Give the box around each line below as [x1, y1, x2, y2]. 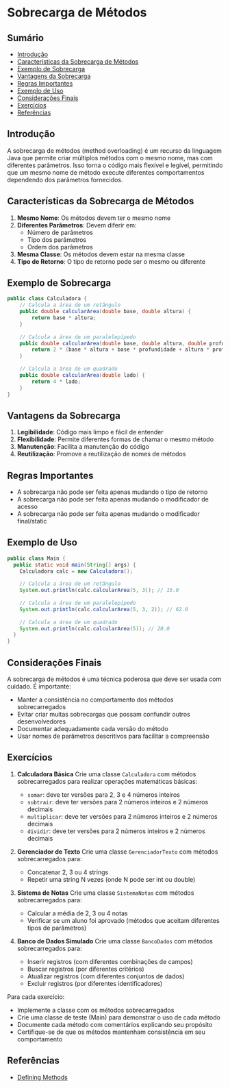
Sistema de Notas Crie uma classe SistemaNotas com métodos [16, 889, 194, 897]
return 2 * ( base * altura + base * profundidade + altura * [31, 346, 210, 354]
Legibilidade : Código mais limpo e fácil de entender [16, 428, 164, 436]
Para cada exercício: [7, 992, 65, 1001]
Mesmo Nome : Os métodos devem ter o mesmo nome [16, 214, 171, 222]
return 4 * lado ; [31, 378, 81, 385]
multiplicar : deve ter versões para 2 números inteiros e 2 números [27, 812, 218, 820]
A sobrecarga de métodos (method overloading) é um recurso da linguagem [7, 146, 222, 155]
